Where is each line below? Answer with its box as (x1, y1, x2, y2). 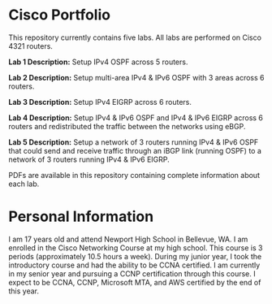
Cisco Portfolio (8, 6, 111, 24)
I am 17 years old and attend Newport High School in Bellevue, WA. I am (8, 234, 248, 244)
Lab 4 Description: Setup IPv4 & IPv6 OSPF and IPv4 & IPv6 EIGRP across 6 (8, 112, 264, 123)
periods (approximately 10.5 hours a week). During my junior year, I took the (8, 251, 262, 261)
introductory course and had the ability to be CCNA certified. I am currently (8, 260, 261, 270)
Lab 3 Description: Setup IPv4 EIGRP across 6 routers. (8, 97, 192, 106)
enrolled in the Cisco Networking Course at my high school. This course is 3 (8, 242, 263, 253)
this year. (8, 286, 39, 296)
